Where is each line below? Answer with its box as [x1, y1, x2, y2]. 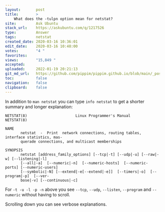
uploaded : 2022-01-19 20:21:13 [5, 67, 78, 72]
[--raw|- [141, 152, 160, 157]
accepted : [5, 62, 26, 67]
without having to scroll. [22, 191, 70, 197]
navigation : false [5, 80, 48, 85]
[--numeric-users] [20, 165, 58, 170]
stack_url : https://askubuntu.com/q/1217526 [5, 26, 105, 30]
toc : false [5, 76, 48, 81]
